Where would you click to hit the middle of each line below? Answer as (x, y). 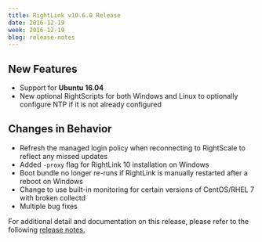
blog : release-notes (42, 37)
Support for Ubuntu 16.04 (62, 88)
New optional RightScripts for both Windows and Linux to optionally (129, 96)
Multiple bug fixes (49, 206)
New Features (43, 69)
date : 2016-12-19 (36, 23)
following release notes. (47, 229)
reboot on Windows (51, 181)
